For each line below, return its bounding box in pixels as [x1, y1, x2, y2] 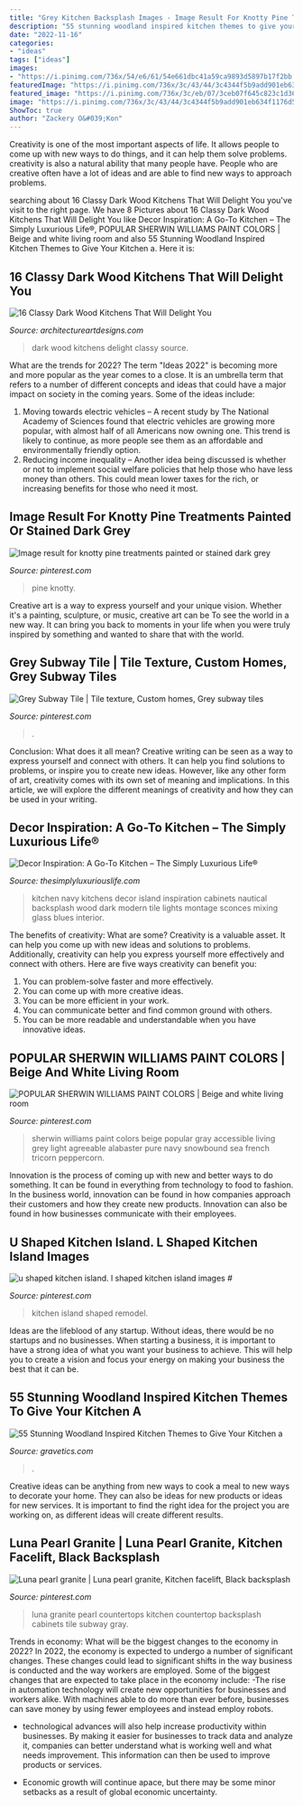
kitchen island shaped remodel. [31, 1308, 149, 1319]
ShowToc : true [9, 106, 63, 115]
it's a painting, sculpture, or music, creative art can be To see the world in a [9, 610, 289, 620]
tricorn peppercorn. [31, 1152, 106, 1163]
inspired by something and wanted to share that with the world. [9, 629, 244, 639]
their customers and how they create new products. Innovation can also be [9, 1199, 288, 1210]
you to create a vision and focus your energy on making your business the [9, 1354, 285, 1365]
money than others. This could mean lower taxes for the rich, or [22, 473, 260, 484]
